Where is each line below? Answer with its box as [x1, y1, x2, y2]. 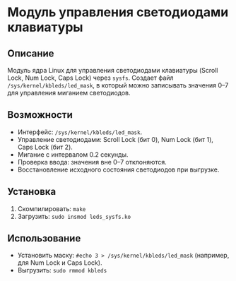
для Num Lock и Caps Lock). [17, 258, 102, 267]
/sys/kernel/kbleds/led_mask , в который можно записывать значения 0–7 [7, 81, 229, 89]
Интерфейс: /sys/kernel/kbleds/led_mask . [17, 128, 143, 136]
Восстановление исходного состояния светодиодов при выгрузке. [17, 165, 220, 174]
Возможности [7, 109, 73, 121]
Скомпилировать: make [17, 204, 86, 213]
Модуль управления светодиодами [7, 4, 229, 20]
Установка [7, 186, 57, 198]
